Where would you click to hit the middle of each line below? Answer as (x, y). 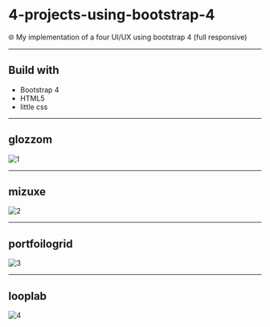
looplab (27, 296)
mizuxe (27, 192)
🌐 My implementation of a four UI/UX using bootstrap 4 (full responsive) (128, 37)
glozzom (31, 139)
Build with (34, 70)
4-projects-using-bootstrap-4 (112, 15)
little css (34, 107)
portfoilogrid (41, 244)
